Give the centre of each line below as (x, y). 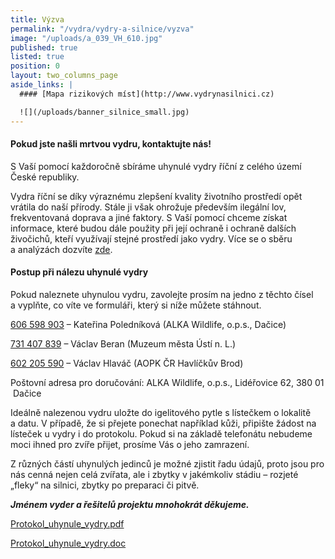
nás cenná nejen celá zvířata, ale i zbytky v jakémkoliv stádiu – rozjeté (154, 474)
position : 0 (35, 66)
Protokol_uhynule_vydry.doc (68, 543)
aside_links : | (42, 85)
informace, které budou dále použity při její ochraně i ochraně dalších (153, 228)
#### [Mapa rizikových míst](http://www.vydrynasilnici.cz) (147, 94)
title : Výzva (37, 19)
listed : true (37, 57)
